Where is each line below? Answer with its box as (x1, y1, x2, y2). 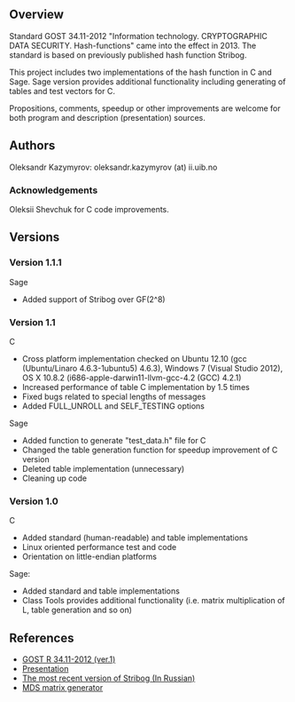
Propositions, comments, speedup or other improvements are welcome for (9, 102, 281, 114)
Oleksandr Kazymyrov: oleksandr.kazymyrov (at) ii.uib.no (9, 162, 218, 172)
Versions (9, 230, 60, 245)
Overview (9, 7, 65, 22)
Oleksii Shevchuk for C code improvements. (9, 203, 170, 214)
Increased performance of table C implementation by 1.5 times (21, 381, 250, 392)
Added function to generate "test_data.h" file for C (21, 435, 206, 445)
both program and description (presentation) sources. (9, 112, 206, 123)
